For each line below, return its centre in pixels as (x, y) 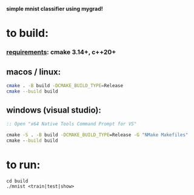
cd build (17, 181)
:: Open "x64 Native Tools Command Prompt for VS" (72, 124)
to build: (28, 33)
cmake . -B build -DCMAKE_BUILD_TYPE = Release (65, 85)
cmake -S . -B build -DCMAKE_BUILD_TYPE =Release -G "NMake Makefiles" (97, 135)
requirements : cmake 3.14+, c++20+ (61, 52)
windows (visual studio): (54, 111)
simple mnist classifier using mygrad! (55, 9)
